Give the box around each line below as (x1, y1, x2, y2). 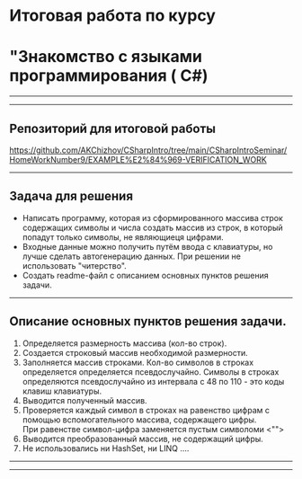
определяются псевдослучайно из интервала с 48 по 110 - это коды (22, 376, 285, 386)
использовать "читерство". (22, 260, 128, 271)
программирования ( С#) (9, 66, 209, 86)
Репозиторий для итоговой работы (9, 120, 216, 136)
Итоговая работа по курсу (9, 5, 216, 26)
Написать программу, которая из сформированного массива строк (22, 212, 283, 223)
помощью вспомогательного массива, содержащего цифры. (22, 414, 257, 425)
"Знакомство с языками (9, 47, 202, 67)
